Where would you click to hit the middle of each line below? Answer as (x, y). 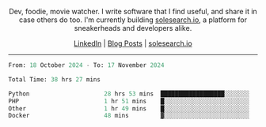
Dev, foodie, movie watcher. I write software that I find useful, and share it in (133, 11)
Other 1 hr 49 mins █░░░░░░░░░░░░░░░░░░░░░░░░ (129, 108)
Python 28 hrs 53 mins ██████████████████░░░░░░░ (129, 94)
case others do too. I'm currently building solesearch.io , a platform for (133, 20)
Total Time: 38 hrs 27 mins (55, 79)
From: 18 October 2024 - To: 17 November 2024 (86, 65)
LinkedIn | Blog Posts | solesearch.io (133, 43)
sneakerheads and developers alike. (133, 28)
